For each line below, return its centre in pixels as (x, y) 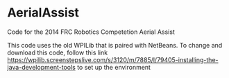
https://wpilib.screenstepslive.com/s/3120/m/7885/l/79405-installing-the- (113, 59)
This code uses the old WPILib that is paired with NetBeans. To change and (115, 45)
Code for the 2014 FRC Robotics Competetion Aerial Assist (91, 32)
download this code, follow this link (58, 52)
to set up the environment (114, 67)
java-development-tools (42, 67)
